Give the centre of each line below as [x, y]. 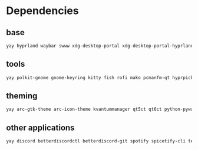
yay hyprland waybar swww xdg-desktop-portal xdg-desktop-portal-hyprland [100, 46]
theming [22, 96]
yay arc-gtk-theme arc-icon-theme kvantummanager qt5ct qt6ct [84, 110]
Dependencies [42, 11]
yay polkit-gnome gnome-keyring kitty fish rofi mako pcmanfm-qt [88, 77]
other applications [40, 127]
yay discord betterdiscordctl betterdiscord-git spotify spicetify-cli [96, 141]
